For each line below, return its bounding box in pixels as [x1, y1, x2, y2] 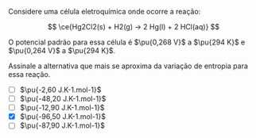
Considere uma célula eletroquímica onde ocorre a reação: [8, 7, 201, 16]
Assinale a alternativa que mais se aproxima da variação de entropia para [8, 61, 249, 71]
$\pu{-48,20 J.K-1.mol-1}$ [19, 94, 107, 104]
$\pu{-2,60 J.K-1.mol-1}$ [19, 85, 102, 94]
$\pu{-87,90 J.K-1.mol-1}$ [19, 121, 106, 130]
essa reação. [8, 70, 51, 79]
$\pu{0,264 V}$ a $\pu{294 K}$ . [8, 46, 116, 55]
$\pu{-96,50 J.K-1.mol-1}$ [19, 112, 106, 121]
